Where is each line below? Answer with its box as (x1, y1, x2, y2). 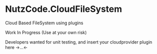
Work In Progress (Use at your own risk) (5, 29, 87, 35)
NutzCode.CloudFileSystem (5, 3, 122, 15)
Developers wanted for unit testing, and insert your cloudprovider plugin (5, 39, 153, 45)
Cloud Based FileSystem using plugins (5, 20, 83, 26)
